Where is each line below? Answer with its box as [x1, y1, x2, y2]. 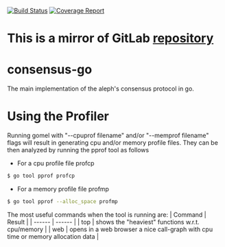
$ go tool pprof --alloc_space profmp [7, 198, 118, 205]
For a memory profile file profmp [16, 185, 110, 193]
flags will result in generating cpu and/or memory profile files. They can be [7, 139, 218, 147]
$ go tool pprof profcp [7, 172, 75, 180]
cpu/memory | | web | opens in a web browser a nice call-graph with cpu [7, 225, 213, 233]
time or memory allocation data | [7, 232, 99, 240]
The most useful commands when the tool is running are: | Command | [7, 210, 207, 219]
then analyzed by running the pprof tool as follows [7, 146, 150, 154]
